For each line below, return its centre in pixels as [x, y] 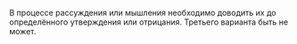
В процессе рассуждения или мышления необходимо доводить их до [143, 13]
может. [23, 31]
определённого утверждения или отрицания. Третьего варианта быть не [148, 22]
